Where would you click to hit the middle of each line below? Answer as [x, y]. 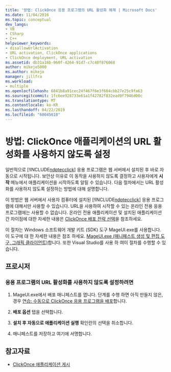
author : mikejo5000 [26, 67]
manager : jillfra [24, 77]
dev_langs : [17, 24]
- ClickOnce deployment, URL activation [49, 58]
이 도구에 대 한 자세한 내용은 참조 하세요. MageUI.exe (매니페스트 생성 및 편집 [82, 236]
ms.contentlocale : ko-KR [32, 105]
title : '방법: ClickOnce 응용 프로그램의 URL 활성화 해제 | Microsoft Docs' [81, 10]
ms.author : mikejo [25, 72]
